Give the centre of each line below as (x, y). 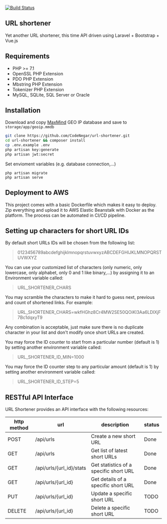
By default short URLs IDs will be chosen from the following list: (70, 243)
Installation (23, 110)
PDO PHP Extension (33, 79)
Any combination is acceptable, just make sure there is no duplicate (75, 327)
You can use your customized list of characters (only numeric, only (74, 267)
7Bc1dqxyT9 (30, 318)
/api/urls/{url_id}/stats (61, 468)
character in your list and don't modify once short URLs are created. (75, 332)
